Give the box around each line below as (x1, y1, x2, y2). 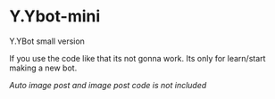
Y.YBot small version (9, 36, 85, 46)
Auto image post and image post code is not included (9, 79, 207, 90)
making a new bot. (9, 62, 78, 73)
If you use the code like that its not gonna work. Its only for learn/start (9, 53, 266, 63)
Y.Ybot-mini (9, 6, 101, 27)
